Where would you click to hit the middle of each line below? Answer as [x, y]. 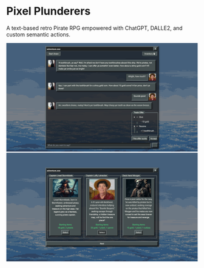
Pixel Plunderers [49, 11]
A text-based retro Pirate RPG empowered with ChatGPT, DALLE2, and [95, 28]
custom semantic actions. [39, 34]
